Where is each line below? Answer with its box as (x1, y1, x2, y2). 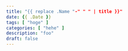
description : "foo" (6, 30, 54, 36)
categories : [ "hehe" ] (6, 25, 65, 31)
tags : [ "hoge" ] (6, 19, 49, 25)
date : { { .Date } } (6, 14, 51, 20)
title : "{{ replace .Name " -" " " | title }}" (6, 8, 123, 15)
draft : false (6, 36, 38, 42)
